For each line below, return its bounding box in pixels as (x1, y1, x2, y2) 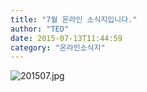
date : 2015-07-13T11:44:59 (10, 33, 123, 43)
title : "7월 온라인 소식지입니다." (10, 14, 138, 25)
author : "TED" (10, 24, 70, 34)
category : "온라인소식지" (10, 42, 106, 53)
